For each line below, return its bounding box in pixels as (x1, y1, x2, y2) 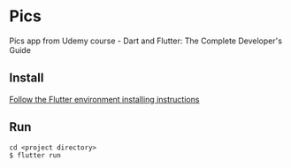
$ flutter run (9, 150, 62, 160)
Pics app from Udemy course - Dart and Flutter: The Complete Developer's (9, 35, 283, 46)
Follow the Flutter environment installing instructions (9, 94, 200, 104)
